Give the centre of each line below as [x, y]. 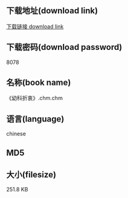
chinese [16, 134]
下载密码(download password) [64, 47]
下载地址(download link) [52, 11]
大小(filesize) [31, 175]
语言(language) [35, 119]
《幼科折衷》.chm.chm [35, 98]
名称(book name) [39, 83]
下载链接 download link [35, 26]
